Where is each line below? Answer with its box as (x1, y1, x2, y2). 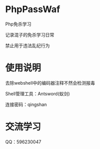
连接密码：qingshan (5, 101, 47, 107)
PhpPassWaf (5, 4, 60, 15)
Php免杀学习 (5, 21, 31, 27)
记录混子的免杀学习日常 (5, 31, 54, 38)
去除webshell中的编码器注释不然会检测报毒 (5, 80, 95, 86)
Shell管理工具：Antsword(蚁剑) (5, 90, 70, 97)
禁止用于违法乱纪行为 (5, 42, 50, 49)
